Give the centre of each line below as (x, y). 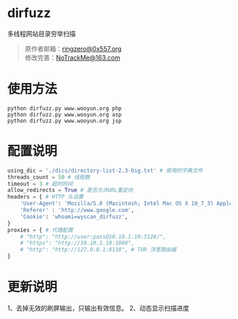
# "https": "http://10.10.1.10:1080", (77, 243)
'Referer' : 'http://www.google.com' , (77, 210)
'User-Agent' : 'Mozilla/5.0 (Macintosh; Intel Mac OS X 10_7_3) (117, 204)
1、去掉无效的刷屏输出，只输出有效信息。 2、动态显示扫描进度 (98, 308)
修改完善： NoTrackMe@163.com (72, 58)
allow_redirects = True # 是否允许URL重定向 (70, 190)
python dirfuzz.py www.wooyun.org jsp (64, 121)
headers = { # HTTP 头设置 (45, 197)
